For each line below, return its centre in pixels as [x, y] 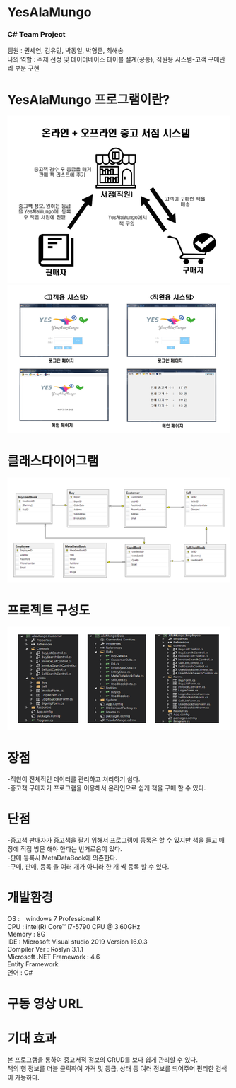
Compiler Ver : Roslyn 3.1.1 [45, 949]
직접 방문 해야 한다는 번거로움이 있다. [71, 848]
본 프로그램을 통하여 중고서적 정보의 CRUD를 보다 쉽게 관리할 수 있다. [102, 1059]
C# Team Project [36, 35]
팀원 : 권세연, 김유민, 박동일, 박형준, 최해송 [65, 51]
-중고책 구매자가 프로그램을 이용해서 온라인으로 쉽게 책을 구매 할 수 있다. [107, 788]
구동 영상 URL [45, 1004]
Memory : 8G [26, 934]
